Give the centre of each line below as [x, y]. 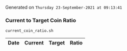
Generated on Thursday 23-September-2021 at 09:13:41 [64, 7]
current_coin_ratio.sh [29, 31]
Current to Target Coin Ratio [41, 20]
